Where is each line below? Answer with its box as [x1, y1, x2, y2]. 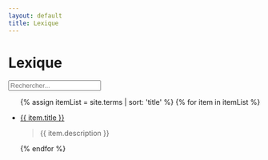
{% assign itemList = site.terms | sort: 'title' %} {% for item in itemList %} [19, 98, 261, 107]
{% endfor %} [19, 144, 66, 154]
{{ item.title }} [19, 113, 65, 122]
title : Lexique [8, 19, 59, 27]
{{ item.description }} [39, 129, 110, 138]
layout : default [8, 11, 62, 20]
